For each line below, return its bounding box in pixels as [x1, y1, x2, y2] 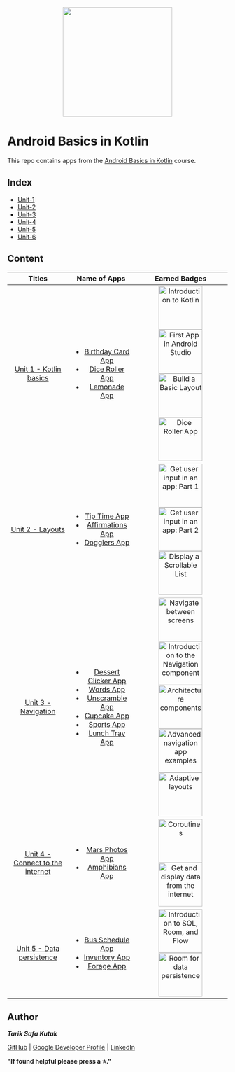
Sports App [88, 719, 126, 729]
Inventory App [83, 952, 131, 962]
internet [24, 866, 51, 876]
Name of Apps [76, 273, 126, 283]
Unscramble [87, 693, 127, 703]
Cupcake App [84, 711, 129, 721]
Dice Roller [89, 364, 125, 374]
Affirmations [86, 520, 127, 529]
